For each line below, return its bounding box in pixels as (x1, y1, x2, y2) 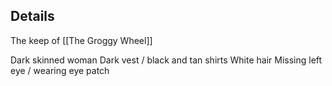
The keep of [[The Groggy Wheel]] (10, 34, 153, 46)
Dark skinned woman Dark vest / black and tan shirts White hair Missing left (10, 54, 323, 66)
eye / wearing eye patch (10, 64, 110, 76)
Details (10, 8, 55, 25)
